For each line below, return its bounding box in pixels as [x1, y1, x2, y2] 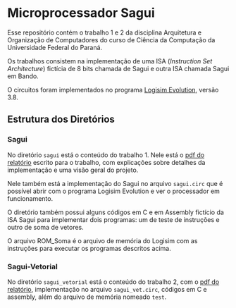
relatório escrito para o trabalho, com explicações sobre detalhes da [7, 158, 206, 166]
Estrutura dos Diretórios [7, 113, 115, 125]
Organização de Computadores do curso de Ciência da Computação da [7, 35, 216, 44]
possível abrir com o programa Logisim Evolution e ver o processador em [7, 187, 221, 195]
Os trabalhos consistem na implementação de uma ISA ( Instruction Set [7, 56, 213, 65]
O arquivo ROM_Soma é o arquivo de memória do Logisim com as [7, 236, 198, 245]
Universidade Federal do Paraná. [7, 43, 103, 51]
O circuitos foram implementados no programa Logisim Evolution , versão [7, 85, 219, 94]
